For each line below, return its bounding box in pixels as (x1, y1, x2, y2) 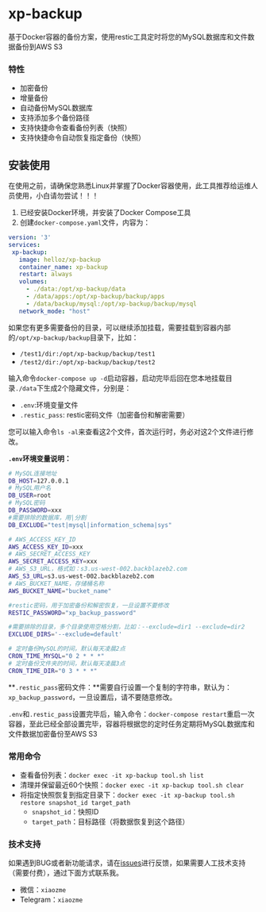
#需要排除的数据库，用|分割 (8, 514, 87, 521)
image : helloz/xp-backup (18, 256, 102, 264)
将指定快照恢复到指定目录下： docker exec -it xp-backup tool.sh (19, 790, 236, 799)
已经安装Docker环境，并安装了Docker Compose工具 (19, 208, 191, 217)
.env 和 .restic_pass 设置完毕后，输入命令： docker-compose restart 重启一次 (8, 709, 256, 718)
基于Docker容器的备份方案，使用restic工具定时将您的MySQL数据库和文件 (8, 32, 249, 41)
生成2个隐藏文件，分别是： (43, 383, 132, 393)
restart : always (18, 271, 73, 279)
